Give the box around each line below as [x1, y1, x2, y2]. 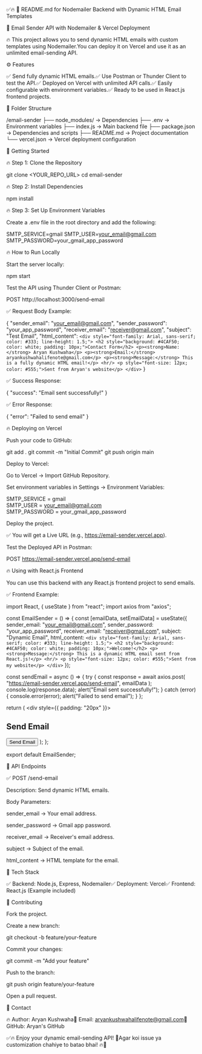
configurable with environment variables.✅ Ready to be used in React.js [6, 86, 186, 93]
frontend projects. [6, 93, 51, 100]
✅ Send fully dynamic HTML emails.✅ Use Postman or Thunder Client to [6, 73, 186, 80]
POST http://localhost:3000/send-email [6, 296, 105, 303]
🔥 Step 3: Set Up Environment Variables [6, 207, 106, 214]
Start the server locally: [6, 260, 65, 268]
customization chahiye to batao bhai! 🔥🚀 [6, 1041, 107, 1048]
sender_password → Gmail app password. [6, 821, 112, 829]
